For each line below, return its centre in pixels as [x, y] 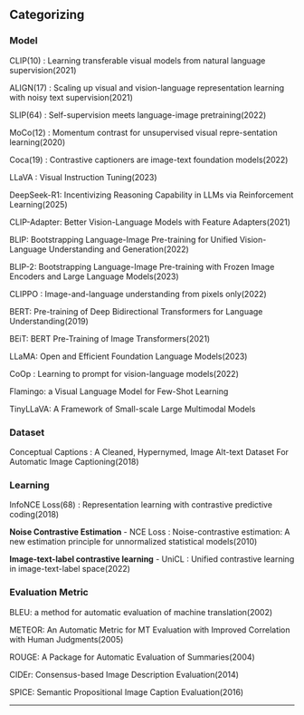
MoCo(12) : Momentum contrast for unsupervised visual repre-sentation [143, 132]
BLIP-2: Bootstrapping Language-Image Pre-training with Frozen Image [142, 266]
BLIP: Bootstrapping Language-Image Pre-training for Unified [123, 239]
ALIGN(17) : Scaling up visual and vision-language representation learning [147, 87]
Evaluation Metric [49, 593]
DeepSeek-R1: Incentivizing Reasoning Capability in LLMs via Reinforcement [152, 195]
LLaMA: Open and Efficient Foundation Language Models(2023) [128, 356]
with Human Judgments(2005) [66, 639]
